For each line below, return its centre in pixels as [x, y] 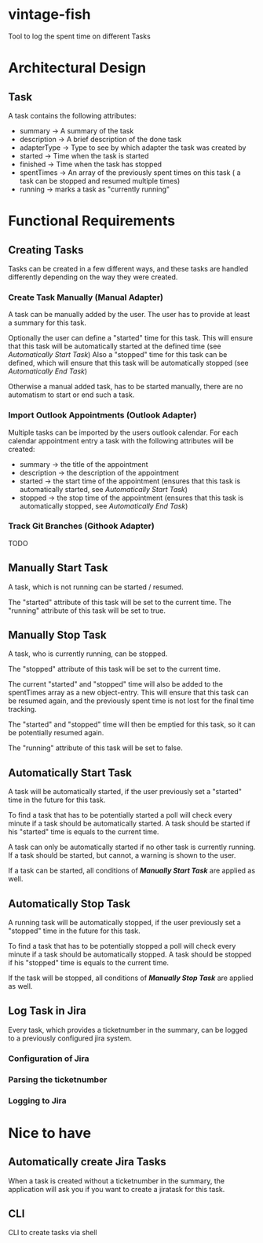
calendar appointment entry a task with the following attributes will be [121, 440]
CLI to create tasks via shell [53, 1233]
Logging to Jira [37, 1100]
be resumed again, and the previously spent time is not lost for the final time [131, 701]
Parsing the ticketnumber [58, 1079]
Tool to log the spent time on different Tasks [79, 36]
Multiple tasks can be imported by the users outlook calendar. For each [123, 432]
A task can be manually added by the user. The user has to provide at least [129, 315]
